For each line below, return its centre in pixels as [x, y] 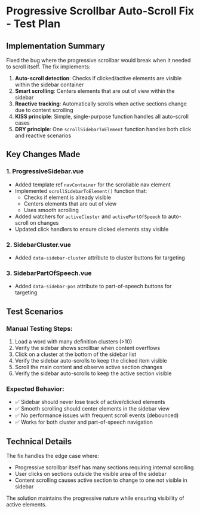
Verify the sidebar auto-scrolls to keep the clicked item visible [91, 360]
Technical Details [39, 441]
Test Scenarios [35, 311]
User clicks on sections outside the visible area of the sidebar [91, 474]
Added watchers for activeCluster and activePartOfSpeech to [91, 216]
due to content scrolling [44, 110]
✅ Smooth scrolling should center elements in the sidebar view [92, 409]
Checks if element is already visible [67, 197]
